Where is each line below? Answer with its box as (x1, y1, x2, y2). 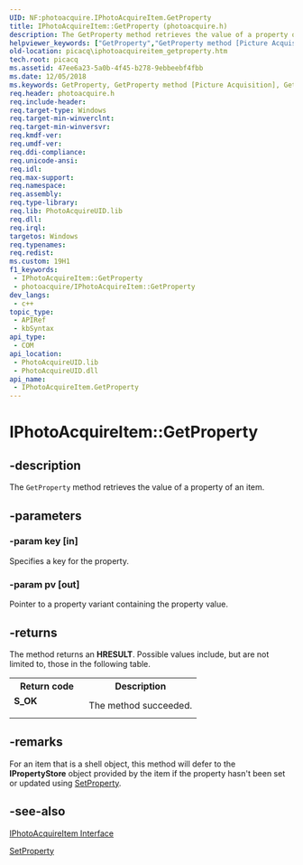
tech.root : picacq (9, 55, 78, 64)
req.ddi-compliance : (9, 147, 87, 156)
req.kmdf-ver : (9, 131, 63, 140)
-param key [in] (9, 535, 78, 548)
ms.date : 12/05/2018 (9, 72, 87, 81)
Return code (19, 680, 75, 692)
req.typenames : (9, 240, 67, 249)
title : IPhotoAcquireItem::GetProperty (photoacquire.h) (9, 22, 228, 31)
